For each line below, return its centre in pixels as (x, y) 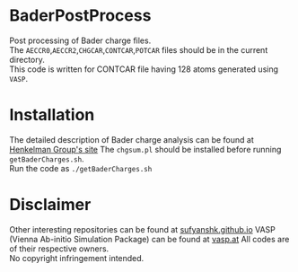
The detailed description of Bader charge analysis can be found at (131, 139)
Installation (52, 115)
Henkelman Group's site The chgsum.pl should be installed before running (145, 149)
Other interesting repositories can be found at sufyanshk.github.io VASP (143, 229)
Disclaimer (50, 205)
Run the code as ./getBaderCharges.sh (81, 168)
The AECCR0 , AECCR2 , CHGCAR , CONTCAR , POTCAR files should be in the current (139, 49)
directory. (27, 59)
